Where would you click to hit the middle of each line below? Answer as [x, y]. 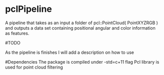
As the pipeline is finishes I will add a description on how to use [70, 52]
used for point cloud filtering [34, 67]
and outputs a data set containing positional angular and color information [80, 28]
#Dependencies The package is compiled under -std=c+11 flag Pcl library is [82, 62]
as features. [17, 33]
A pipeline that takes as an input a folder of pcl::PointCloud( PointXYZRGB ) [82, 23]
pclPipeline [29, 9]
